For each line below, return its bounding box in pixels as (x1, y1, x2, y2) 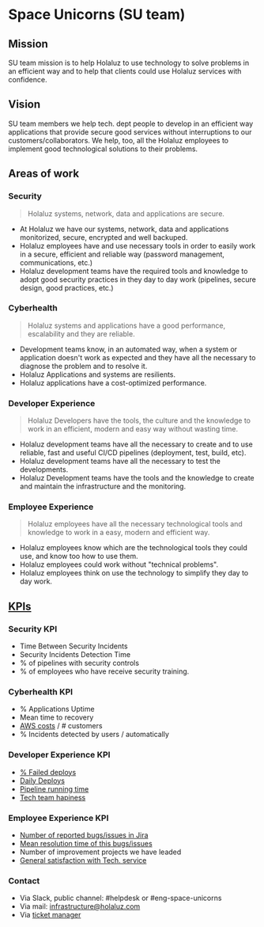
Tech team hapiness (19, 792, 86, 802)
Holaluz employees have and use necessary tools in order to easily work (19, 241, 256, 250)
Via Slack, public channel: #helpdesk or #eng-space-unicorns (19, 893, 222, 903)
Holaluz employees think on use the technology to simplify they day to (19, 568, 249, 578)
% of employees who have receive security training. (19, 667, 190, 676)
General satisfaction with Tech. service (19, 855, 147, 864)
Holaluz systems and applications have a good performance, (27, 321, 226, 330)
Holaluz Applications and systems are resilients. (19, 370, 176, 379)
